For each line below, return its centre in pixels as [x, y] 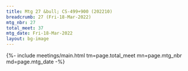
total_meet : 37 [25, 28]
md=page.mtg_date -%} [36, 62]
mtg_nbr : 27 [21, 22]
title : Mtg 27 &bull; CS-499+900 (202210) [59, 11]
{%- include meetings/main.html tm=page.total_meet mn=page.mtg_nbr [94, 55]
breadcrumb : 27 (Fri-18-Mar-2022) [49, 17]
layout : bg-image [28, 39]
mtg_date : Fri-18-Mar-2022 [39, 33]
